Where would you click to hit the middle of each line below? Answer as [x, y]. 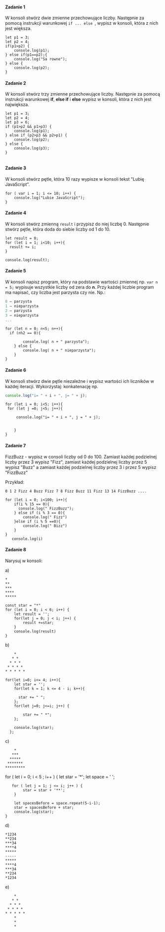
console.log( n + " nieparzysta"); [60, 351]
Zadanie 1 [15, 7]
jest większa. [19, 28]
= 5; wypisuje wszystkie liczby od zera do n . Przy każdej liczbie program [80, 287]
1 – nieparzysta [22, 306]
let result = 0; [22, 238]
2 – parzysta [19, 311]
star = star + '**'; [44, 790]
